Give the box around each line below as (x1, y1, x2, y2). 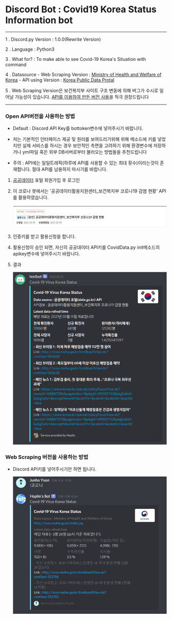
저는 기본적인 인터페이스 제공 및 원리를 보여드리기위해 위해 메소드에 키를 (12, 136, 157, 142)
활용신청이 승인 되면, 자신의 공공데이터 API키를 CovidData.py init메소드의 (12, 244, 160, 250)
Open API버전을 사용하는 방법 (5, 113, 75, 120)
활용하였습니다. (18, 195, 49, 201)
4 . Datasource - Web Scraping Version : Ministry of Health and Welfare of (5, 71, 162, 77)
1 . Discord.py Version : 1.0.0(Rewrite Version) (5, 36, 101, 42)
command (5, 61, 27, 68)
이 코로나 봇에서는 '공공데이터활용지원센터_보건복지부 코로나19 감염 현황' (12, 188, 158, 194)
